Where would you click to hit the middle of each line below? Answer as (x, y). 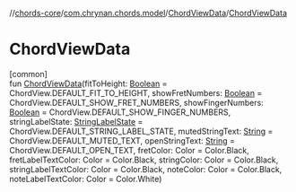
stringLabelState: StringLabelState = (76, 121)
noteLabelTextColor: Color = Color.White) (86, 179)
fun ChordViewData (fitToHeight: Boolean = (88, 83)
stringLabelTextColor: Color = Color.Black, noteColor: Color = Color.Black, (146, 169)
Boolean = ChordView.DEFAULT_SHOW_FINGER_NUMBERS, (120, 112)
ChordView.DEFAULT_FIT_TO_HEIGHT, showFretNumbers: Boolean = (136, 92)
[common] (28, 74)
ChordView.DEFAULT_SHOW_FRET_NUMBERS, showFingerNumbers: (137, 102)
